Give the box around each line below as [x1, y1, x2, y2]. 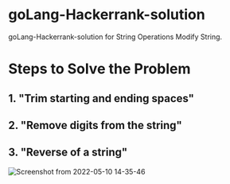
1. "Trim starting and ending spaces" [8, 92, 195, 105]
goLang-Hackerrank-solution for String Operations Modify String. [8, 32, 223, 41]
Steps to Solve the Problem [8, 60, 191, 78]
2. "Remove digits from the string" [8, 118, 183, 132]
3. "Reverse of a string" [8, 146, 128, 159]
